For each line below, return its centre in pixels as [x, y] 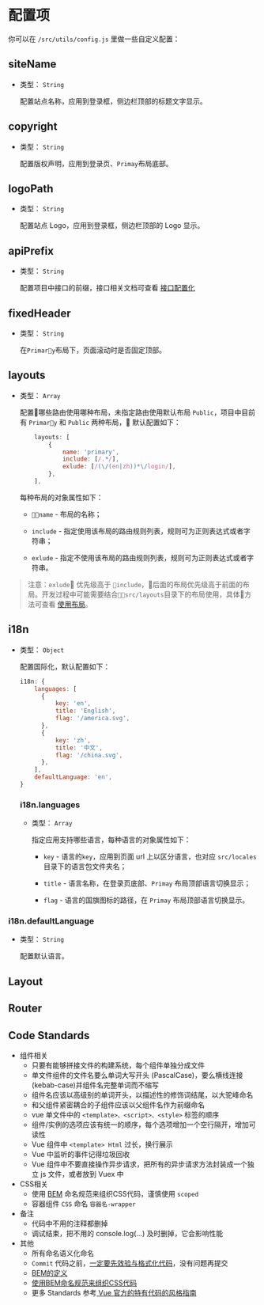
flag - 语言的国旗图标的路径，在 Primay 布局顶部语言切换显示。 [146, 900]
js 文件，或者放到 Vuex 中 [82, 1174]
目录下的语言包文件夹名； [85, 867]
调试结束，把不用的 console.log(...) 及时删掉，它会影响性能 [127, 1234]
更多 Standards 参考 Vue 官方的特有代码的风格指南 [114, 1293]
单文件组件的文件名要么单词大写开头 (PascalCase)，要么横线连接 [137, 1075]
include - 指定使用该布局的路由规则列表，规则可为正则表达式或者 [138, 531]
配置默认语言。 [44, 956]
